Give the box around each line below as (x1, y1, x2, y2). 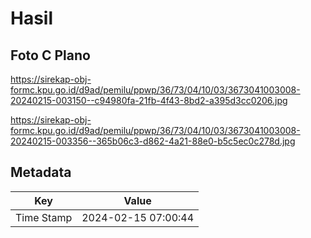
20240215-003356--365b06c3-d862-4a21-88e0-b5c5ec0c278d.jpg (10, 135, 296, 147)
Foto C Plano (10, 47, 91, 64)
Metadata (10, 164, 72, 181)
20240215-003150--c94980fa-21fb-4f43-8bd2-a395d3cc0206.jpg (10, 95, 288, 106)
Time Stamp (15, 210, 73, 224)
